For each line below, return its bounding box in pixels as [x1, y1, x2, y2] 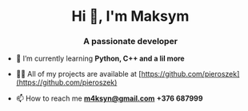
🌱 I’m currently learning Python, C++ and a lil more [15, 54, 186, 63]
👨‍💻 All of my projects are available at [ [15, 69, 142, 79]
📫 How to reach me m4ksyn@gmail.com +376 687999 [15, 93, 203, 103]
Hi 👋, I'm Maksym [71, 7, 190, 26]
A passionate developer [82, 36, 178, 47]
